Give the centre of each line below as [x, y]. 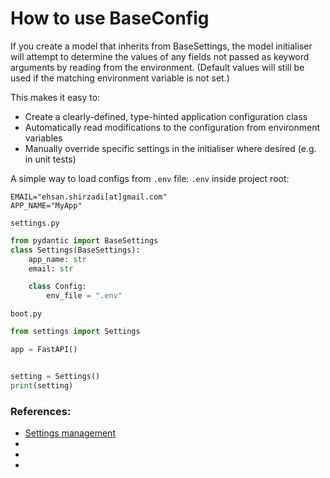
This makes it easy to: [55, 97]
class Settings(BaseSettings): [75, 250]
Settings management [70, 433]
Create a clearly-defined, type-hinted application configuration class [166, 116]
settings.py [35, 223]
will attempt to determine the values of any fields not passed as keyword [160, 56]
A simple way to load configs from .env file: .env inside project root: [150, 178]
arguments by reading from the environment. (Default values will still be [157, 67]
